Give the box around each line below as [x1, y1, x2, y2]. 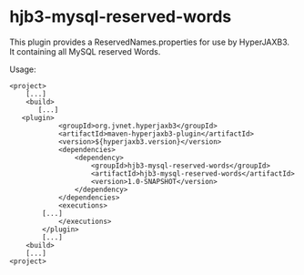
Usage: [9, 64, 36, 75]
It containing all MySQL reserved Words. [9, 46, 161, 56]
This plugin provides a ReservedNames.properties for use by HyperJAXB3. [9, 36, 289, 47]
